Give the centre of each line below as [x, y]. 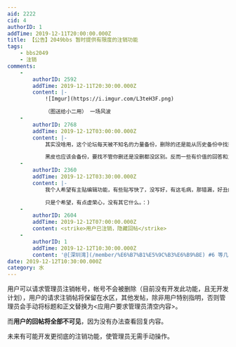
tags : [15, 46]
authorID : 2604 [55, 215]
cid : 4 [17, 20]
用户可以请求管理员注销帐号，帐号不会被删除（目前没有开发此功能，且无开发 [118, 289]
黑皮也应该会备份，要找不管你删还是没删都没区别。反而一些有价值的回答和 [136, 157]
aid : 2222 [22, 14]
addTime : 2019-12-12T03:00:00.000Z [85, 131]
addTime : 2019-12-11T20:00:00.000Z [59, 33]
